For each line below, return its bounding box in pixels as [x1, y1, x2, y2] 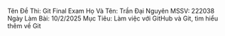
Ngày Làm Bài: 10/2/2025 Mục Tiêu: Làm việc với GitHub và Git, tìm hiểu [7, 14, 219, 23]
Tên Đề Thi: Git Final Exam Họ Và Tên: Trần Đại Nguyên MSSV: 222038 [7, 7, 215, 15]
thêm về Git [7, 22, 41, 30]
